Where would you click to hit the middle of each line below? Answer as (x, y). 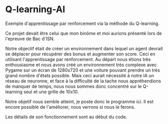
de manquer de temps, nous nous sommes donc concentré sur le (74, 86)
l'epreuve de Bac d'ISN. (30, 39)
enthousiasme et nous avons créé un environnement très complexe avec (81, 65)
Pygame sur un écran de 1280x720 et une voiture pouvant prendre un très (83, 70)
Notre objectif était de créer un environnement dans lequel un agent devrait (84, 48)
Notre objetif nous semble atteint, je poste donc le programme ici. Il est (79, 101)
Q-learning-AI (35, 9)
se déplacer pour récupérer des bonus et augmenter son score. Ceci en (80, 54)
